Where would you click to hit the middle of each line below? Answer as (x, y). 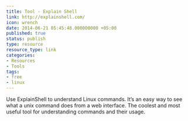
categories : (21, 55)
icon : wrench (22, 22)
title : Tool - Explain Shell (42, 11)
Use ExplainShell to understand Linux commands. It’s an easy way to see (94, 99)
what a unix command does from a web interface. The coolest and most (93, 105)
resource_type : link (31, 50)
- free (14, 77)
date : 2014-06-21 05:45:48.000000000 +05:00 (61, 28)
